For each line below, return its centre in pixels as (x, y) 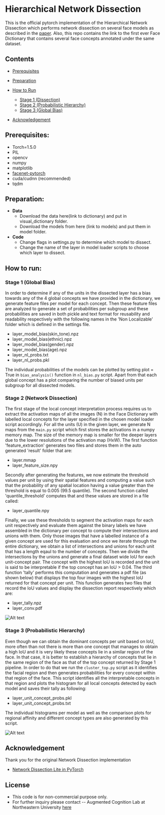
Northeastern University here (42, 807)
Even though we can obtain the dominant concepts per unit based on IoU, (80, 641)
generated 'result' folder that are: (39, 451)
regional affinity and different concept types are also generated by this (77, 718)
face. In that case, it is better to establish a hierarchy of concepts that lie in (81, 657)
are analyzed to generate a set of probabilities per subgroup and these (77, 309)
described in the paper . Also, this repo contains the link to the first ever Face (82, 33)
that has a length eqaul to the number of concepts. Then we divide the (77, 552)
